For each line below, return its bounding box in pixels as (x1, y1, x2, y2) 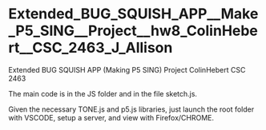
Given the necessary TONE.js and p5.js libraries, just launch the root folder (8, 104, 255, 114)
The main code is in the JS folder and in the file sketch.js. (8, 89, 198, 98)
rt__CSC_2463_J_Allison (8, 39, 173, 57)
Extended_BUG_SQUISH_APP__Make (8, 5, 259, 23)
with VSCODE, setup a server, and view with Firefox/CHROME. (8, 112, 215, 122)
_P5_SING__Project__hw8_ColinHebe (8, 22, 259, 40)
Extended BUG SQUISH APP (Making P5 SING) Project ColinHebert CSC (8, 65, 246, 74)
